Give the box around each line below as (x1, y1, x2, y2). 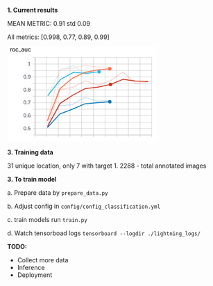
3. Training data (7, 148, 53, 156)
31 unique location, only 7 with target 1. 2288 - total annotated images (7, 161, 207, 170)
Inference (17, 264, 45, 271)
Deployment (17, 271, 53, 279)
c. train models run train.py (7, 216, 88, 223)
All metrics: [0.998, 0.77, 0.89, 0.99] (7, 33, 110, 41)
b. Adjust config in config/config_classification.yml (7, 202, 161, 210)
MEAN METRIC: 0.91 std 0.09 (7, 19, 91, 27)
